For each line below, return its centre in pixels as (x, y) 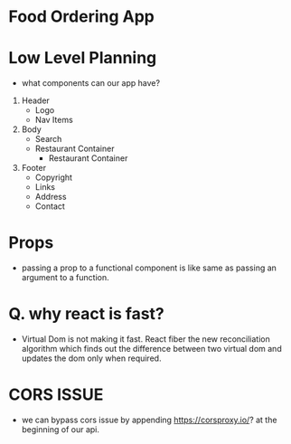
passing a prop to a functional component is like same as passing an (149, 268)
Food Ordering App (81, 17)
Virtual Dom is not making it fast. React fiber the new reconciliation (145, 339)
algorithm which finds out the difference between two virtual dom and (151, 349)
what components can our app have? (90, 83)
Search (48, 139)
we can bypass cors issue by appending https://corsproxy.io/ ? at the (149, 420)
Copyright (54, 177)
